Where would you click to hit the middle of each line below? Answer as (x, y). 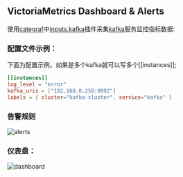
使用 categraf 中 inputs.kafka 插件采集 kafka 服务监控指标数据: (91, 29)
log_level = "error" (37, 84)
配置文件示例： (32, 48)
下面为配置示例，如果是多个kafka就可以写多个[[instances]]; (92, 65)
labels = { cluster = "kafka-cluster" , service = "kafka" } (89, 97)
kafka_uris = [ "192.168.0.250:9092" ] (62, 91)
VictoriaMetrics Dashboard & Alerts (86, 11)
